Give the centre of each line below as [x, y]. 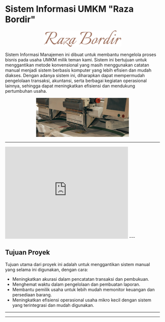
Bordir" [20, 19]
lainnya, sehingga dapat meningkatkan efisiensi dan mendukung [70, 86]
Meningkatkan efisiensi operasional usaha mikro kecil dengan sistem [82, 300]
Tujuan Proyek [27, 253]
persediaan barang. [32, 295]
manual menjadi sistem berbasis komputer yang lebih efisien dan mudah [78, 70]
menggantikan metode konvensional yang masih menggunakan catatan [77, 65]
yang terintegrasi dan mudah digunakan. [53, 305]
